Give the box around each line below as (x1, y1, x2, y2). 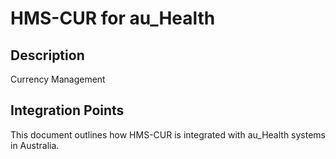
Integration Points (10, 102, 125, 119)
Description (10, 47, 85, 64)
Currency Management (10, 73, 106, 85)
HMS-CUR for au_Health (10, 7, 216, 30)
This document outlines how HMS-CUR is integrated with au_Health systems (10, 128, 327, 141)
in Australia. (10, 139, 60, 151)
